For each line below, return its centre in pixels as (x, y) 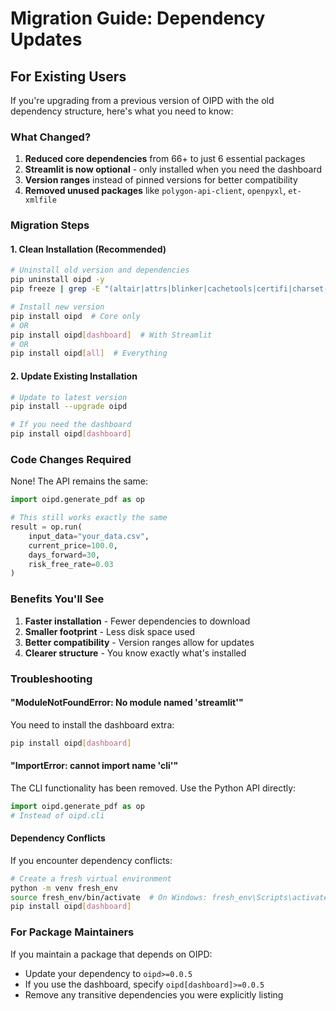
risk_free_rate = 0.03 (71, 564)
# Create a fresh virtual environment (91, 878)
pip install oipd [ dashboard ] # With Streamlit (111, 335)
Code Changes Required (71, 459)
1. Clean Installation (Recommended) (88, 249)
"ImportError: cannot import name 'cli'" (94, 766)
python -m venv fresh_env (64, 888)
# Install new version (57, 307)
